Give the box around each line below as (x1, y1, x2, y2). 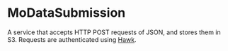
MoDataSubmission (7, 5, 126, 21)
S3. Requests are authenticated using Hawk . (7, 35, 137, 43)
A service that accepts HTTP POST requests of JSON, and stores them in (7, 28, 221, 36)
